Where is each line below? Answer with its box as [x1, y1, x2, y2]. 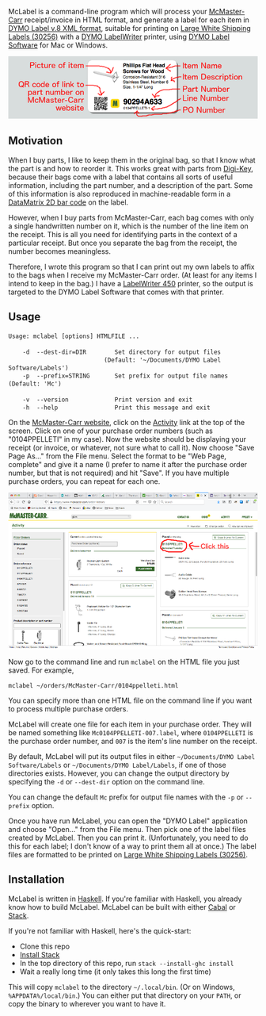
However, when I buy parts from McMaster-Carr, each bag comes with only [8, 213, 255, 222]
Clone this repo [19, 941, 70, 951]
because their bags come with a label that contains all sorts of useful [8, 172, 234, 182]
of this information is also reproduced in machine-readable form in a [8, 189, 231, 198]
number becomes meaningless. [8, 246, 111, 256]
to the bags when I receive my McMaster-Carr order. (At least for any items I [8, 270, 257, 280]
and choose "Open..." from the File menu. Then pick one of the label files [8, 824, 247, 834]
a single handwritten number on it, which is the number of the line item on [8, 221, 249, 231]
